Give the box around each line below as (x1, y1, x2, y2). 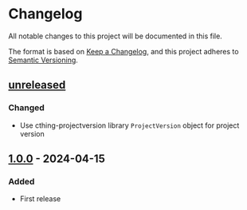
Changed (8, 102, 45, 113)
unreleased (8, 78, 66, 92)
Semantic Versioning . (8, 55, 78, 65)
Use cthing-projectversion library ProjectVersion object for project (19, 121, 240, 130)
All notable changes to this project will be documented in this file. (8, 31, 223, 41)
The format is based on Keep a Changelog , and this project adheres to (8, 46, 239, 56)
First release (19, 194, 61, 204)
